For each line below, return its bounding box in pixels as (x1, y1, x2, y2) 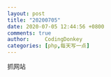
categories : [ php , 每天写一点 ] (7, 42, 90, 49)
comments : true (7, 29, 52, 37)
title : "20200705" (7, 17, 61, 24)
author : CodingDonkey (7, 36, 82, 43)
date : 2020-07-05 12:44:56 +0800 (7, 23, 105, 30)
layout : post (7, 10, 45, 17)
